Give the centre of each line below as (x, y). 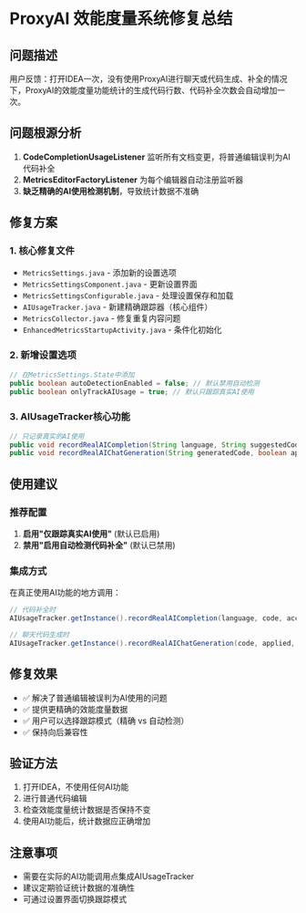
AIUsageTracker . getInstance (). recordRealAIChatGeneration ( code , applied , (153, 643)
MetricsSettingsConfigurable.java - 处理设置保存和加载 (128, 295)
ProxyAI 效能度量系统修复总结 (122, 19)
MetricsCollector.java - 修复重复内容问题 (102, 318)
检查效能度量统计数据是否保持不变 (87, 810)
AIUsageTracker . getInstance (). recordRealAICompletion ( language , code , (146, 618)
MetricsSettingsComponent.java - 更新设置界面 (110, 284)
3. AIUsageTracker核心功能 (70, 417)
